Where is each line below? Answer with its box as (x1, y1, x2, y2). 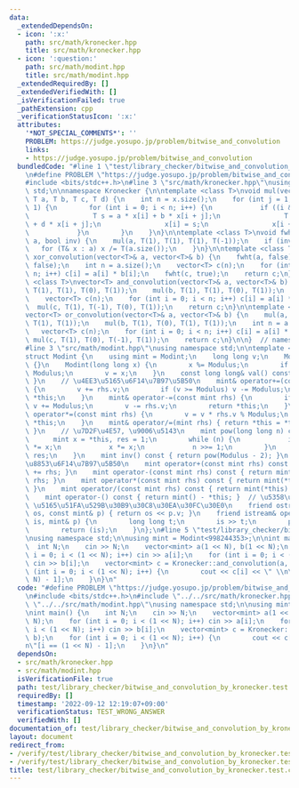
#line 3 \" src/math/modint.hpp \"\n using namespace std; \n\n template (25, 343, 285, 352)
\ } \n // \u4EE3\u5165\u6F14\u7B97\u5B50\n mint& (25, 377, 238, 386)
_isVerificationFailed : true (17, 95, 125, 105)
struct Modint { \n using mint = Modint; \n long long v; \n (25, 352, 269, 361)
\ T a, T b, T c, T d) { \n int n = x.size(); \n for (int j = (25, 195, 280, 205)
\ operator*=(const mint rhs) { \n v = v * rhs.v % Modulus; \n (25, 410, 289, 419)
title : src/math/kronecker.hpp (25, 46, 141, 55)
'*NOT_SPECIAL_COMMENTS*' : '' (25, 129, 138, 138)
